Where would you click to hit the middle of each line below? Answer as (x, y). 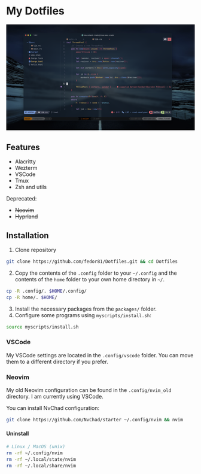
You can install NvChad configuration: (53, 408)
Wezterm (26, 168)
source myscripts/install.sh (42, 327)
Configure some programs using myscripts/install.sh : (83, 315)
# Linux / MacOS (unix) (36, 447)
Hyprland (26, 217)
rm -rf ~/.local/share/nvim (41, 466)
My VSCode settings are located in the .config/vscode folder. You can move (100, 355)
